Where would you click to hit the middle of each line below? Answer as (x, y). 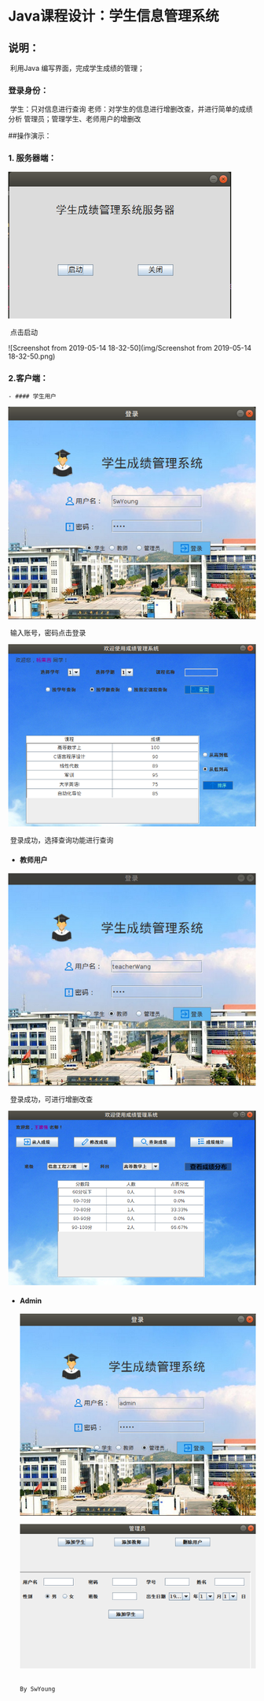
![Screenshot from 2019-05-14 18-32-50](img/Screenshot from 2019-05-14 (130, 348)
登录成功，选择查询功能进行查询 (62, 840)
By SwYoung (37, 1689)
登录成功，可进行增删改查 (51, 1099)
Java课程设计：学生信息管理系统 (114, 16)
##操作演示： (30, 136)
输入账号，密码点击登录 (48, 633)
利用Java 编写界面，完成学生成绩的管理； (77, 68)
